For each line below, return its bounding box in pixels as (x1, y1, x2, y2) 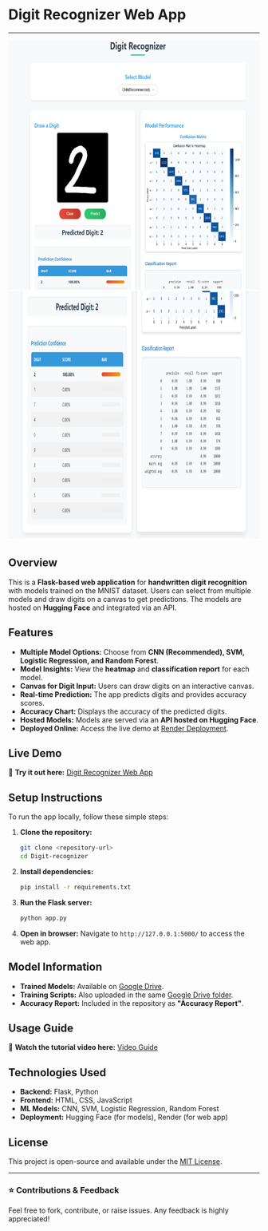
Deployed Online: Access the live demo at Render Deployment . (19, 723, 229, 733)
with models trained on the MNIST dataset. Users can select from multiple (8, 585, 251, 596)
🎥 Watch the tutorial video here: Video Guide (8, 1043, 158, 1052)
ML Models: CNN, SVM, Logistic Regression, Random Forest (19, 1104, 219, 1114)
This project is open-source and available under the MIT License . (8, 1156, 223, 1166)
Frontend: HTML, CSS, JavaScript (19, 1095, 133, 1105)
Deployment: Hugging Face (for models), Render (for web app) (19, 1112, 229, 1122)
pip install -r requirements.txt (19, 883, 132, 891)
